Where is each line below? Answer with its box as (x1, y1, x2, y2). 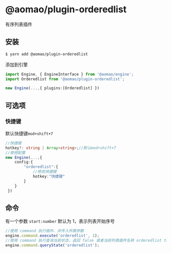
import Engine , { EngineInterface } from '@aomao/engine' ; (5, 72, 134, 77)
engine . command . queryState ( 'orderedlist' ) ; (5, 243, 100, 248)
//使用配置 (5, 150, 26, 155)
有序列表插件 (5, 21, 32, 27)
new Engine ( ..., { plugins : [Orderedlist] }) (5, 86, 100, 91)
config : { (14, 160, 33, 165)
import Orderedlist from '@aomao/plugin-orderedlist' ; (5, 76, 125, 81)
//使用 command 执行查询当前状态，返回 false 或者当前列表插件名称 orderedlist (5, 238, 162, 243)
